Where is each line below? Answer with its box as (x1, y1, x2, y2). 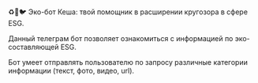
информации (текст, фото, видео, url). (8, 66, 135, 75)
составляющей (8, 43, 59, 51)
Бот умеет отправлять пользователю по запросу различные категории (8, 58, 249, 66)
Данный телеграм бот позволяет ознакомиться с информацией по (8, 34, 234, 43)
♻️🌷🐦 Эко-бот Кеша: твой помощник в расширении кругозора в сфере (8, 7, 249, 17)
